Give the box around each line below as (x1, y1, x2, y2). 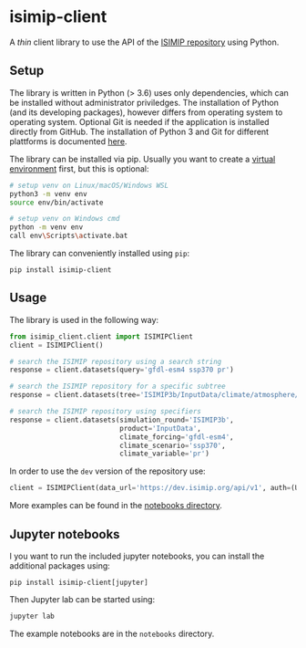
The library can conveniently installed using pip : (9, 248, 189, 258)
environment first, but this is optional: (9, 162, 149, 174)
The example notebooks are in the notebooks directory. (9, 628, 215, 639)
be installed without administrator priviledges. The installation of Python (9, 97, 280, 108)
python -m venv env (9, 223, 84, 232)
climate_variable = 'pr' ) (119, 449, 209, 458)
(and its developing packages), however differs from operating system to (9, 107, 283, 118)
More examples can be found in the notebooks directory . (9, 500, 223, 511)
